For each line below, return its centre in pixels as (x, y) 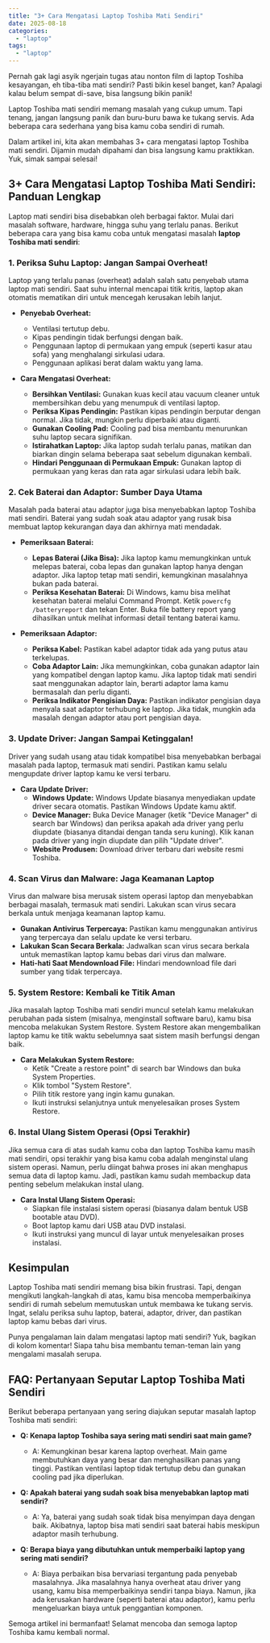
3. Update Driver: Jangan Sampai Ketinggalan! (101, 738)
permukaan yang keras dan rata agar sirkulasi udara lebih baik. (137, 472)
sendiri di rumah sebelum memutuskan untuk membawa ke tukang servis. (131, 1304)
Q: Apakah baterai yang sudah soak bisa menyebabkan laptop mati (135, 1493)
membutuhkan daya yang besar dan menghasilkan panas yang (136, 1460)
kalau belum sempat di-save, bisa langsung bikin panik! (100, 93)
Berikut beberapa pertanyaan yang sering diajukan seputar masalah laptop (132, 1412)
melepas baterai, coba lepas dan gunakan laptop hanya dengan (137, 567)
